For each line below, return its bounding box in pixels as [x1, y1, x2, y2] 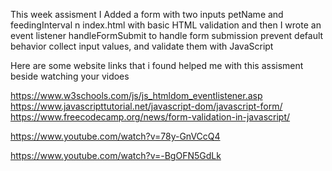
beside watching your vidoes [10, 70, 130, 82]
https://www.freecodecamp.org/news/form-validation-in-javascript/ [10, 111, 291, 123]
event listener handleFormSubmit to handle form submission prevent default [10, 30, 324, 41]
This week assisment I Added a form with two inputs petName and [10, 9, 284, 20]
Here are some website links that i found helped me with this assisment [10, 60, 304, 71]
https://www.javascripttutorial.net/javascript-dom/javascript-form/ [10, 100, 283, 112]
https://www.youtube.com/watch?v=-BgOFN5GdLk [10, 150, 222, 161]
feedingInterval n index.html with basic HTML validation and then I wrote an [10, 19, 322, 31]
